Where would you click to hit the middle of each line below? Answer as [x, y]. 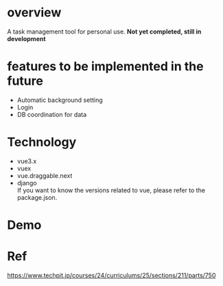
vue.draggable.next [45, 175]
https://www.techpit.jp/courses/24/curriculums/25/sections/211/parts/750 [111, 275]
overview [34, 13]
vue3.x [27, 161]
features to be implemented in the [105, 67]
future [25, 81]
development [26, 38]
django [27, 183]
